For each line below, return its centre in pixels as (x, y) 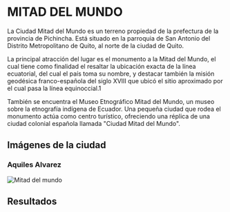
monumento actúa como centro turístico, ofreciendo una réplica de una (109, 116)
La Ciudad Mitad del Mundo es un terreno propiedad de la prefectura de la (113, 31)
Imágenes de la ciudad (57, 145)
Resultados (32, 201)
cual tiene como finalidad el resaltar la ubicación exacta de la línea (102, 66)
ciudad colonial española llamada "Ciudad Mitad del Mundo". (94, 123)
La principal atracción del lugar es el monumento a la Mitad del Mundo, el (112, 59)
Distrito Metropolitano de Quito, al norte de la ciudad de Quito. (96, 45)
